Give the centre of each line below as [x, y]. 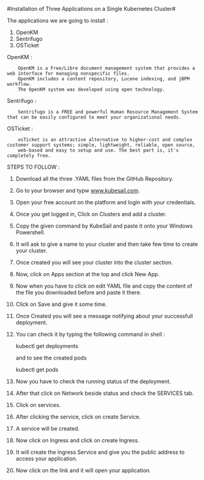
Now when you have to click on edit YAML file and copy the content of [104, 286]
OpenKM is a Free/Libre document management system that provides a [107, 68]
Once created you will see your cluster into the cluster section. [94, 262]
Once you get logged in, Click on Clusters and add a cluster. [91, 214]
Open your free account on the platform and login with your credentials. [106, 202]
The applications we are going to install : [58, 20]
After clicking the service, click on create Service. [78, 417]
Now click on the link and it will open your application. [83, 470]
